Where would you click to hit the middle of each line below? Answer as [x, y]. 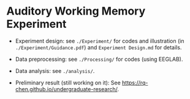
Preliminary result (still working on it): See [68, 83]
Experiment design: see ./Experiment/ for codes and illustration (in [100, 41]
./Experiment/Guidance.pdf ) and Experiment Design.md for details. [98, 47]
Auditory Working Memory [76, 11]
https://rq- [135, 83]
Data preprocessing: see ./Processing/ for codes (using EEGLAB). [99, 59]
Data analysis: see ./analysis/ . [55, 70]
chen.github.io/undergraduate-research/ [66, 89]
